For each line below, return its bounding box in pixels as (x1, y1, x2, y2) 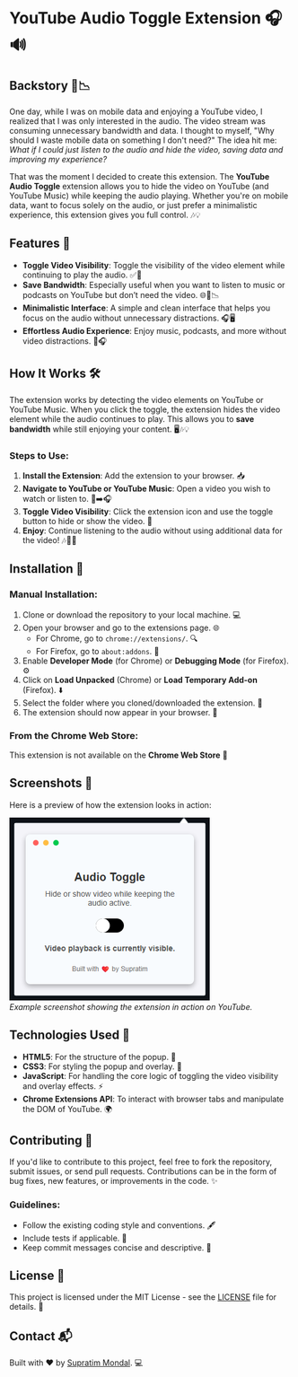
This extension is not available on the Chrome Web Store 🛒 (9, 750, 228, 760)
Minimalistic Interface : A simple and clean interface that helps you (22, 303, 271, 313)
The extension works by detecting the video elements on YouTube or (9, 394, 264, 405)
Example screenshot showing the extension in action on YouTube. (9, 1001, 253, 1012)
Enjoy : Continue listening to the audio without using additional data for (22, 525, 283, 536)
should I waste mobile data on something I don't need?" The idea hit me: (9, 135, 277, 145)
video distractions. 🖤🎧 (22, 335, 108, 346)
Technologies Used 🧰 (9, 1028, 130, 1043)
